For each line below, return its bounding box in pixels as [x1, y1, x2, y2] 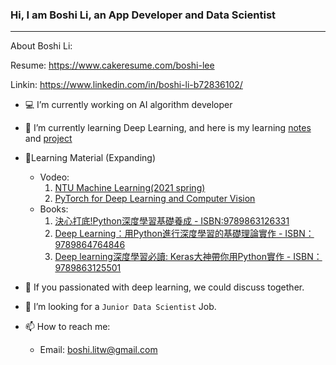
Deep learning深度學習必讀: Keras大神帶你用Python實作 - [54, 251, 292, 263]
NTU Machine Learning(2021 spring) [54, 182, 206, 194]
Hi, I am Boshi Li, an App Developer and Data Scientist [10, 8, 277, 22]
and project [24, 133, 73, 145]
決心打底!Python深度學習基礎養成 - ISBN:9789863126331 [54, 215, 290, 227]
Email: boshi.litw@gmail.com [39, 344, 158, 356]
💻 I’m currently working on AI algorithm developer [24, 99, 233, 111]
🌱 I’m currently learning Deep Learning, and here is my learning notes [24, 122, 312, 134]
